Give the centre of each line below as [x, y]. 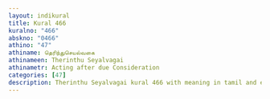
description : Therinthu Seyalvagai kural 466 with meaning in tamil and [133, 82]
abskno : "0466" [34, 38]
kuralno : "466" [34, 30]
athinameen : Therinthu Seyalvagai [66, 61]
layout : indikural [39, 16]
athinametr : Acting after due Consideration [84, 68]
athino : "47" [30, 46]
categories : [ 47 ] [37, 75]
